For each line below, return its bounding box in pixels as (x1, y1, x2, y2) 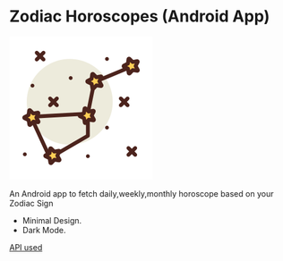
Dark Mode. (21, 224, 66, 235)
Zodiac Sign (9, 198, 54, 208)
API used (9, 241, 43, 252)
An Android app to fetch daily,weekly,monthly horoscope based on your (9, 188, 274, 198)
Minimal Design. (21, 215, 82, 225)
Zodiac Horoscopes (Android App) (9, 6, 270, 27)
